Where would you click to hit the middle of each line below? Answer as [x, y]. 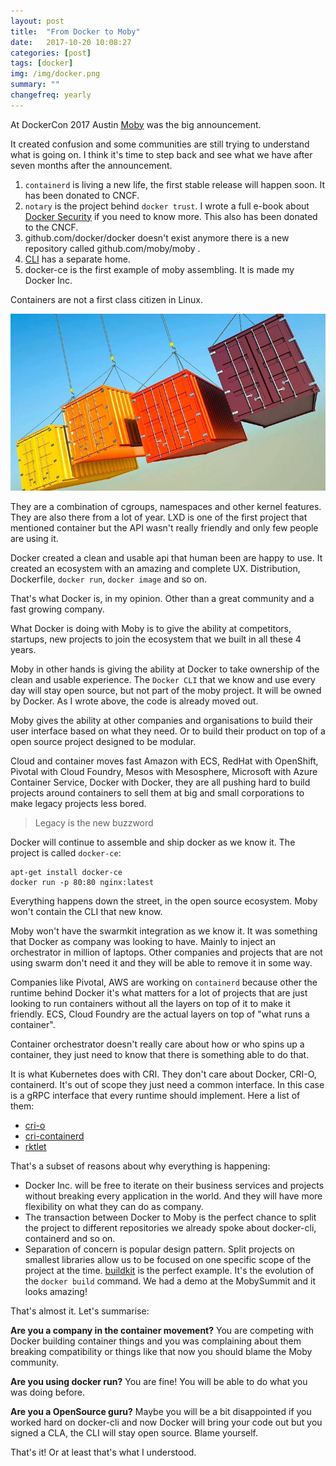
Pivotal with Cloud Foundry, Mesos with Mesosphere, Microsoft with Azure [164, 772]
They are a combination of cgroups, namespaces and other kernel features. [166, 507]
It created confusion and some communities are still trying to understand [160, 144]
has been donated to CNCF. [82, 195]
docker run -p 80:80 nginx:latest [82, 883]
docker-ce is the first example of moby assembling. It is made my [159, 269]
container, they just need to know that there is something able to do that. [160, 1055]
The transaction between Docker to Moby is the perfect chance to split [170, 1217]
